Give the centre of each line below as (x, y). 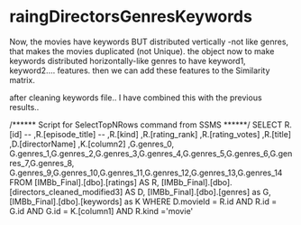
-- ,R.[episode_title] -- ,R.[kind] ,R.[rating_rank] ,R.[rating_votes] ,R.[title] (157, 134)
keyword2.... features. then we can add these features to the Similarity (140, 70)
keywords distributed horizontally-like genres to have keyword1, (128, 61)
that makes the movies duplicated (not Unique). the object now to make (142, 51)
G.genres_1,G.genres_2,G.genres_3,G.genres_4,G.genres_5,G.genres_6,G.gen (151, 153)
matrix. (23, 80)
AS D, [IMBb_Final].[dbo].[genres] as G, (198, 192)
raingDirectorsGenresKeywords (131, 17)
